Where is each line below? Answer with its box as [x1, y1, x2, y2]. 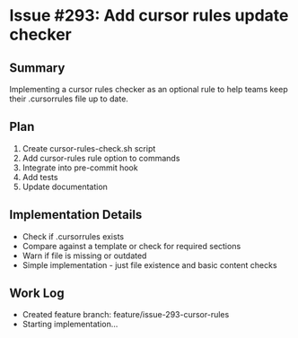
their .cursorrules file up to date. [9, 93, 128, 104]
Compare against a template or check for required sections [22, 240, 241, 251]
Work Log [9, 286, 65, 301]
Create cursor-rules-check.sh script [22, 143, 156, 153]
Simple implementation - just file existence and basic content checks [22, 259, 277, 270]
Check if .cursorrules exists [22, 230, 124, 242]
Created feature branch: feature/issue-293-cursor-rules [22, 309, 230, 320]
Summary [9, 60, 66, 75]
